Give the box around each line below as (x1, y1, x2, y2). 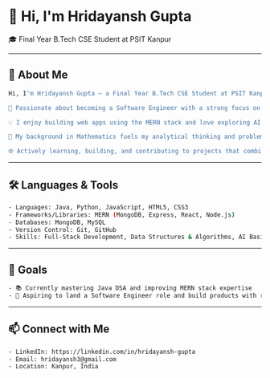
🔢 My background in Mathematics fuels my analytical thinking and (8, 132, 235, 141)
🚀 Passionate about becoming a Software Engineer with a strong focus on (8, 104, 261, 112)
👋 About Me (8, 68, 68, 82)
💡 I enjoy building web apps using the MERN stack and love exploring (8, 118, 251, 127)
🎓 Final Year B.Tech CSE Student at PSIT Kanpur (8, 34, 172, 43)
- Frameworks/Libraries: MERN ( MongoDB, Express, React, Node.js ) (8, 210, 235, 219)
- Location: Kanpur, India (8, 363, 99, 371)
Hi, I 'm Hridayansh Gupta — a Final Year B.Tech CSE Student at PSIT (8, 89, 247, 97)
